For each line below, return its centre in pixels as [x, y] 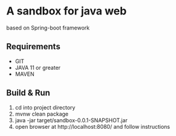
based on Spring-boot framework [48, 28]
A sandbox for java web [67, 11]
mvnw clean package [42, 114]
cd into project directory [45, 107]
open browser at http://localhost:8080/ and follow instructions [93, 126]
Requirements [33, 47]
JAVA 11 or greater [38, 67]
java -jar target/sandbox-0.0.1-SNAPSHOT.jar [71, 120]
